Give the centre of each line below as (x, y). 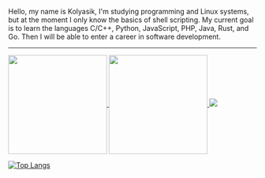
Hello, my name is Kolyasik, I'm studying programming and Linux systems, (129, 11)
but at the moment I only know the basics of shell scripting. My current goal (131, 20)
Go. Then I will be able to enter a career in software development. (114, 36)
